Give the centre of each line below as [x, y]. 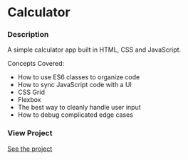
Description [28, 35]
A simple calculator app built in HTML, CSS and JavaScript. [94, 50]
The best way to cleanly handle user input [79, 108]
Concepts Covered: [36, 64]
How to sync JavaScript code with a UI [74, 85]
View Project [30, 133]
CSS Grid [31, 92]
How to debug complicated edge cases [75, 115]
